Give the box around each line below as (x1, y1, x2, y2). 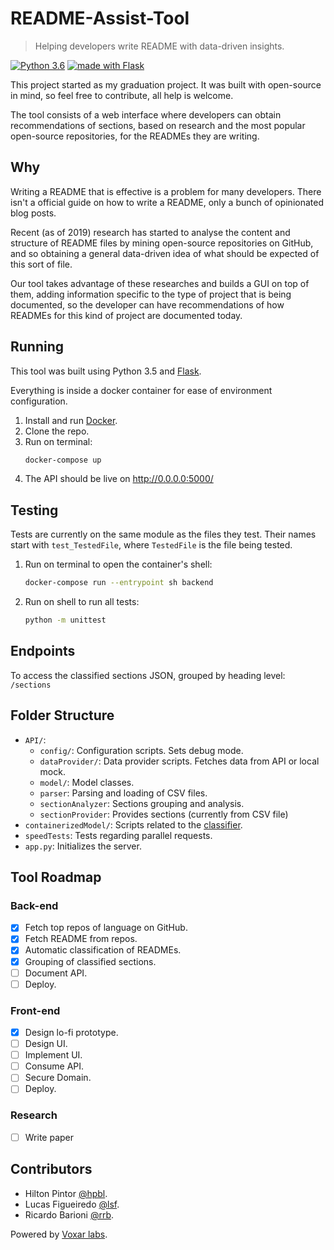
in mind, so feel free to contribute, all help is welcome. (10, 89, 234, 101)
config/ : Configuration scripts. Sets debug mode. (39, 744, 244, 756)
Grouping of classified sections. (24, 955, 157, 967)
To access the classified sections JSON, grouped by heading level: (10, 669, 286, 681)
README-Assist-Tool (10, 7, 190, 30)
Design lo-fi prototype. (24, 1026, 119, 1038)
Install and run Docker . (24, 414, 118, 426)
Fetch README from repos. (24, 933, 138, 945)
